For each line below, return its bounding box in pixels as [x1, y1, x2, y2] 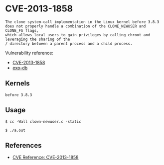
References [5, 141, 42, 150]
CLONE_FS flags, [5, 28, 39, 33]
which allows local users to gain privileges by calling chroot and [5, 32, 151, 37]
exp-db [12, 65, 28, 71]
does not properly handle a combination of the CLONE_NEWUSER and [5, 23, 146, 29]
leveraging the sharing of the [5, 37, 70, 42]
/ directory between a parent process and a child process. [5, 41, 133, 46]
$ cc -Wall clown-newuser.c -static [5, 119, 81, 124]
